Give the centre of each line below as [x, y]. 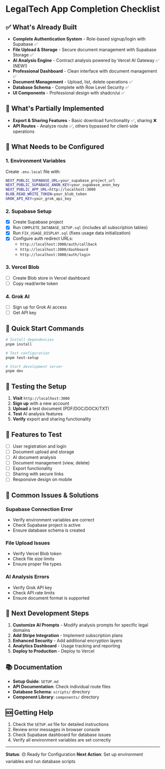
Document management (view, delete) [51, 463]
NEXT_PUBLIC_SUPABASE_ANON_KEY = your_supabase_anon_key [63, 185]
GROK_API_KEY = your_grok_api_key [38, 199]
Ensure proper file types [37, 564]
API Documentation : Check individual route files [61, 687]
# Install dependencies [30, 340]
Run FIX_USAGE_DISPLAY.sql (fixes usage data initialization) [72, 233]
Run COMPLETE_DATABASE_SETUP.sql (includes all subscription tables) [80, 228]
